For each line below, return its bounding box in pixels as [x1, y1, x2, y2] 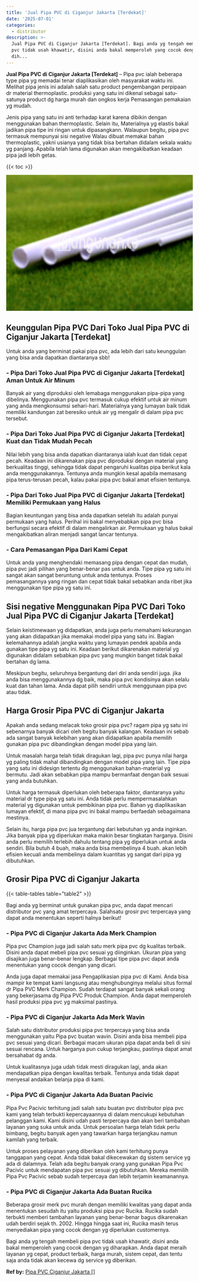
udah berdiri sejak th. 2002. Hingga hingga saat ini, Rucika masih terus [6, 1220, 179, 1227]
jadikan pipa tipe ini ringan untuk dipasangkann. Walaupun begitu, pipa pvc [6, 126, 190, 133]
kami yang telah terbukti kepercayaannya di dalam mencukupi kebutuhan [6, 1110, 185, 1118]
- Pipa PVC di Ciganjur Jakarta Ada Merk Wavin [6, 1013, 145, 1021]
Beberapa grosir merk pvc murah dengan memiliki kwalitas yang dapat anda [6, 1201, 192, 1208]
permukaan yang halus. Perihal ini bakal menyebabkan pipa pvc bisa [6, 518, 174, 525]
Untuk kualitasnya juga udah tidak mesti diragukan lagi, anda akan [6, 1064, 168, 1071]
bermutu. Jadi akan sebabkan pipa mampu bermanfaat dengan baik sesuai [6, 771, 189, 778]
